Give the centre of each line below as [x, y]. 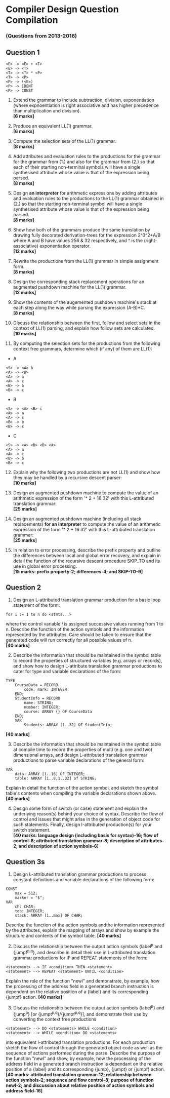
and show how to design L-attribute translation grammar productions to [88, 666]
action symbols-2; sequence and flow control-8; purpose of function [80, 1080]
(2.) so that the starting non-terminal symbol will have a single [78, 204]
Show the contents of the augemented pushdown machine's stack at [85, 302]
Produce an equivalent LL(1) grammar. [53, 126]
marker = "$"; [30, 897]
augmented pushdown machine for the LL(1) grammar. [70, 287]
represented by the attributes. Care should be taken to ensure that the [79, 635]
